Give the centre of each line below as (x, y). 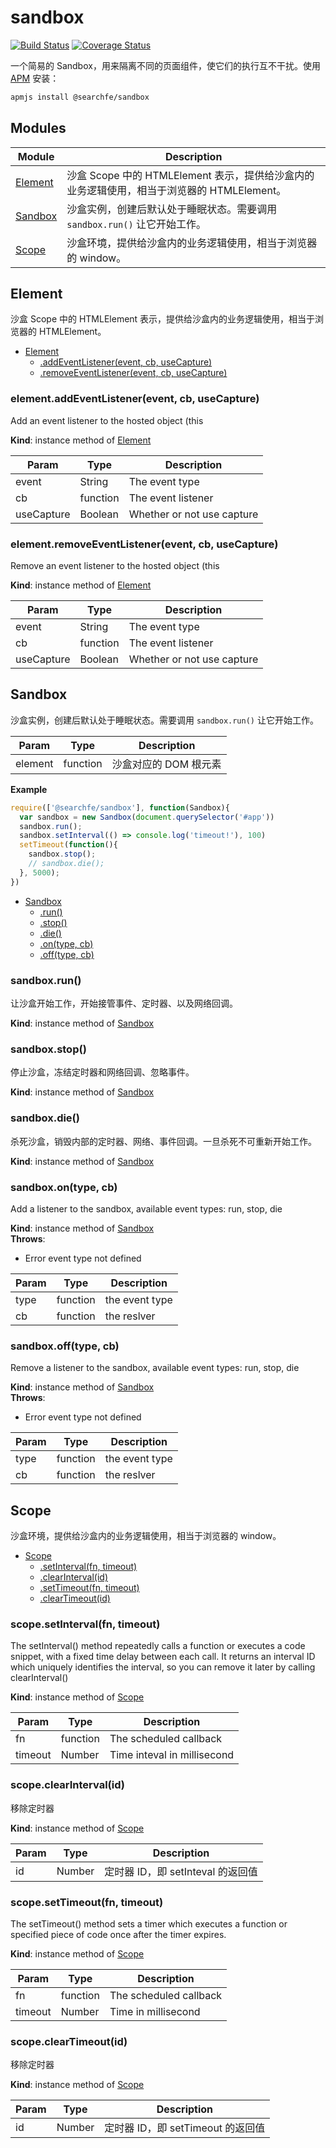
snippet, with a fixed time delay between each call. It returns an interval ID (163, 1657)
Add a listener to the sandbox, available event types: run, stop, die (146, 1208)
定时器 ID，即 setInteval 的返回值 (181, 1871)
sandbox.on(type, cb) (64, 1187)
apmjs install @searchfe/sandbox (80, 97)
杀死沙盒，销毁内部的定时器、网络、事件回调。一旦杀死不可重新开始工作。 (163, 1141)
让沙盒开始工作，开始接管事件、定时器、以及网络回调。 (124, 1003)
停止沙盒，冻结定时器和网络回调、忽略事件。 (102, 1072)
